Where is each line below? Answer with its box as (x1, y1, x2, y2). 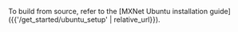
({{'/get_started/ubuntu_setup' (8, 15, 108, 24)
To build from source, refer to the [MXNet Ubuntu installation (8, 7, 208, 16)
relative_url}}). (113, 15, 161, 24)
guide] (209, 7, 232, 16)
